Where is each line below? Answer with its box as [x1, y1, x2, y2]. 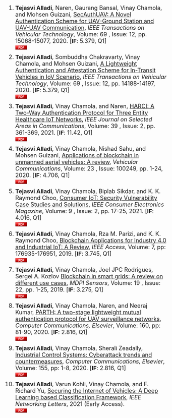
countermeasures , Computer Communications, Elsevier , [15, 358, 165, 365]
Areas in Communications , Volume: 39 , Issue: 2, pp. [15, 123, 155, 130]
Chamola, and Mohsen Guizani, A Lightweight [15, 60, 137, 67]
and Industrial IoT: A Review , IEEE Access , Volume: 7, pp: [15, 244, 166, 251]
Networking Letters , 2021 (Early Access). [15, 400, 125, 407]
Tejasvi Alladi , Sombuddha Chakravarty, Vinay [15, 53, 140, 61]
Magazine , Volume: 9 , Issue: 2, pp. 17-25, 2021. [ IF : [15, 208, 154, 215]
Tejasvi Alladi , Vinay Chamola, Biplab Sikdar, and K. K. [15, 188, 161, 195]
